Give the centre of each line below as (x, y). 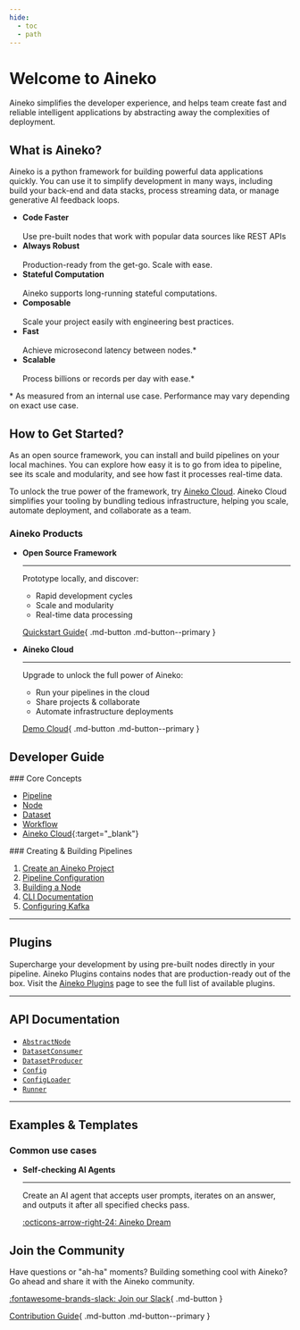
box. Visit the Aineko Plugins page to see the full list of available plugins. (142, 983)
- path (29, 34)
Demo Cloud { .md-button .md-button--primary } (111, 729)
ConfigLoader (46, 1080)
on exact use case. (44, 406)
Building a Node (52, 887)
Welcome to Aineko (83, 78)
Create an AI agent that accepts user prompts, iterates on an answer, (149, 1196)
